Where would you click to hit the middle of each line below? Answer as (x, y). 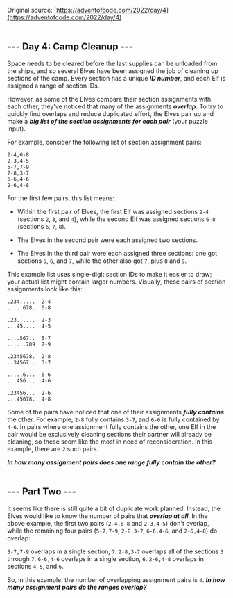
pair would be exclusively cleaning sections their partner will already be (109, 434)
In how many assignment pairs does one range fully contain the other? (112, 462)
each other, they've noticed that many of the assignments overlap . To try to (115, 106)
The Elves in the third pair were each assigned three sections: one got (117, 253)
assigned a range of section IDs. (53, 86)
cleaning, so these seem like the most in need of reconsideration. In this (110, 442)
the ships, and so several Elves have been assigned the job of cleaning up (113, 71)
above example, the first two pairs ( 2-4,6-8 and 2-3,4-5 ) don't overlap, (108, 523)
